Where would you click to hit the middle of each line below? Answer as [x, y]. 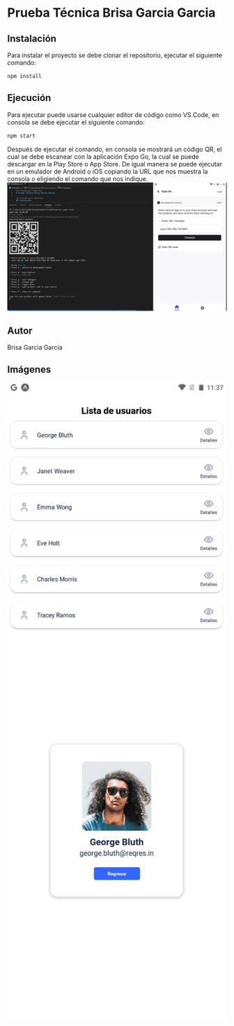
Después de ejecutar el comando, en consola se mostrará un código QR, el [115, 149]
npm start [22, 136]
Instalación [32, 39]
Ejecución [29, 98]
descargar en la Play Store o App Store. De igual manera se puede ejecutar [115, 164]
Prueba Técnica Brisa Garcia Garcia [111, 13]
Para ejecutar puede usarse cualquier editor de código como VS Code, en [113, 115]
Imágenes [29, 370]
